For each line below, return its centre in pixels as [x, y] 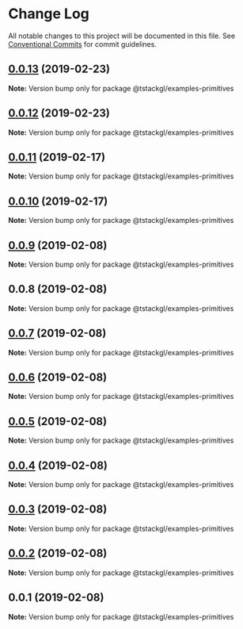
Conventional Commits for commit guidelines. [82, 44]
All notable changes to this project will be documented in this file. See [122, 36]
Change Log [49, 14]
